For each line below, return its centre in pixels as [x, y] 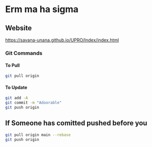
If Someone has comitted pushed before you [76, 123]
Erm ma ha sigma [42, 9]
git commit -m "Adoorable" [33, 103]
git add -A [17, 98]
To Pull [13, 65]
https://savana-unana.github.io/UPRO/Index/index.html [62, 40]
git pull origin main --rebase [38, 135]
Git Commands [24, 53]
